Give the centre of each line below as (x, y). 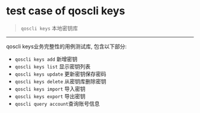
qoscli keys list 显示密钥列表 (53, 66)
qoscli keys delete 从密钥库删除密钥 (60, 81)
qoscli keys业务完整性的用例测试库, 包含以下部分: (66, 46)
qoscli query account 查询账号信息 (57, 103)
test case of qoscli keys (66, 11)
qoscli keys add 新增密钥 (46, 59)
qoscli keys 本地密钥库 (49, 28)
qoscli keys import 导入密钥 (50, 89)
